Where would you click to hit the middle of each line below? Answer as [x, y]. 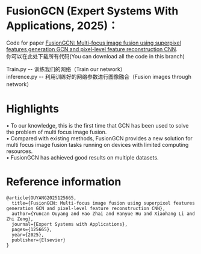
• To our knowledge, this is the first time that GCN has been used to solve [97, 125]
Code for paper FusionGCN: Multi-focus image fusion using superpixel [94, 43]
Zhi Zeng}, [20, 219]
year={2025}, [28, 235]
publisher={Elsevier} [39, 240]
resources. [20, 151]
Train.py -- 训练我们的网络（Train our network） [66, 69]
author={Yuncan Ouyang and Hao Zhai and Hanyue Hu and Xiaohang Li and [104, 214]
